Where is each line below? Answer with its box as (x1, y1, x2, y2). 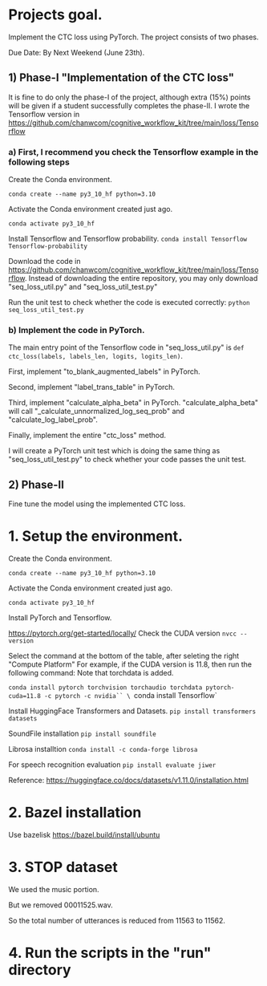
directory (8, 961, 71, 980)
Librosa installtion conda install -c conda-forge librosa (8, 745, 198, 754)
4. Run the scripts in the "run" (8, 944, 212, 962)
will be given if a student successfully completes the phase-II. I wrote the (8, 100, 250, 110)
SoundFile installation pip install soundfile (8, 728, 156, 739)
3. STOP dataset (8, 858, 119, 876)
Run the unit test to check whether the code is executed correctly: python (8, 298, 250, 307)
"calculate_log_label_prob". (8, 415, 98, 424)
